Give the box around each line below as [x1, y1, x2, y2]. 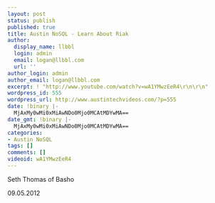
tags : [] [7, 143, 33, 150]
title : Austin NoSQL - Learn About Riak [7, 30, 130, 38]
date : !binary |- [7, 103, 59, 110]
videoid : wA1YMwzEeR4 [7, 155, 72, 163]
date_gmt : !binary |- [7, 116, 72, 123]
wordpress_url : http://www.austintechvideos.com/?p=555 [7, 97, 177, 104]
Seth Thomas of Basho [7, 175, 75, 183]
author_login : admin [7, 70, 69, 77]
